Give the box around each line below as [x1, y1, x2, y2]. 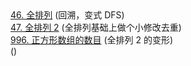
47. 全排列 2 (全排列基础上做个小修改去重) [10, 22, 182, 33]
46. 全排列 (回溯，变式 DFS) [10, 9, 125, 21]
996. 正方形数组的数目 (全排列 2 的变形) [10, 34, 174, 46]
